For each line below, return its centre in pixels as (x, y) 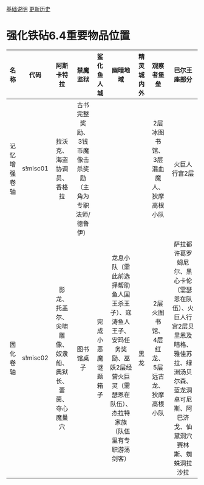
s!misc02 (35, 358)
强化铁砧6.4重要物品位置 (68, 36)
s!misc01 (35, 168)
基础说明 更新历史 (28, 9)
